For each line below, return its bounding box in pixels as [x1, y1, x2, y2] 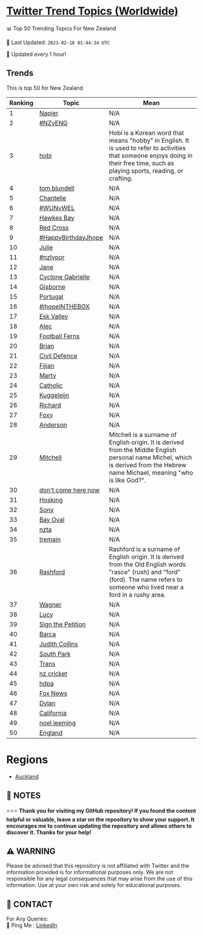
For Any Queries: [6, 915, 48, 923]
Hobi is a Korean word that [108, 129, 184, 137]
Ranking [9, 98, 34, 107]
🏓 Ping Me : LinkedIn [6, 922, 57, 929]
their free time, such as [108, 159, 175, 167]
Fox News [39, 689, 68, 697]
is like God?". [108, 476, 146, 484]
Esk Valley [39, 312, 68, 320]
